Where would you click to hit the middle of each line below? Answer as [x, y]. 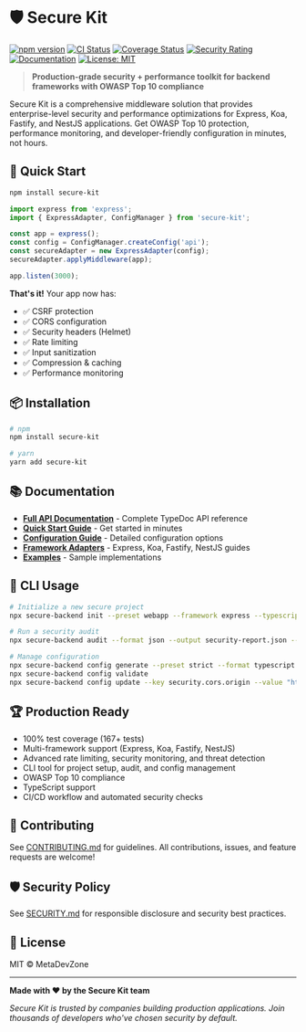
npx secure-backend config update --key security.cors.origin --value [146, 682]
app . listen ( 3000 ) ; [44, 276]
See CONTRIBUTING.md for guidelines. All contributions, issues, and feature [153, 848]
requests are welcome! [52, 857]
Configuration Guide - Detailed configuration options [123, 537]
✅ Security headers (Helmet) [77, 332]
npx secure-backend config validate [79, 674]
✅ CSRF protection [58, 311]
